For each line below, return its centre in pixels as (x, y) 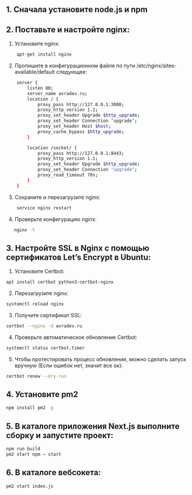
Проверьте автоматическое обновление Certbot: (76, 337)
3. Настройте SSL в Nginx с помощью (78, 248)
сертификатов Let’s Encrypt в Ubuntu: (78, 257)
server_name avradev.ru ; (57, 93)
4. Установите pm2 (42, 394)
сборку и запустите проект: (60, 435)
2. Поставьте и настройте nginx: (68, 30)
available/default (35, 72)
